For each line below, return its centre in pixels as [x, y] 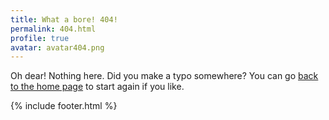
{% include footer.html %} [64, 106]
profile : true [40, 38]
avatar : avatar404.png [57, 47]
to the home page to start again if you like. [97, 87]
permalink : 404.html [53, 29]
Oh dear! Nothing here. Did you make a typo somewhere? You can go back [164, 76]
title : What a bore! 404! [64, 19]
